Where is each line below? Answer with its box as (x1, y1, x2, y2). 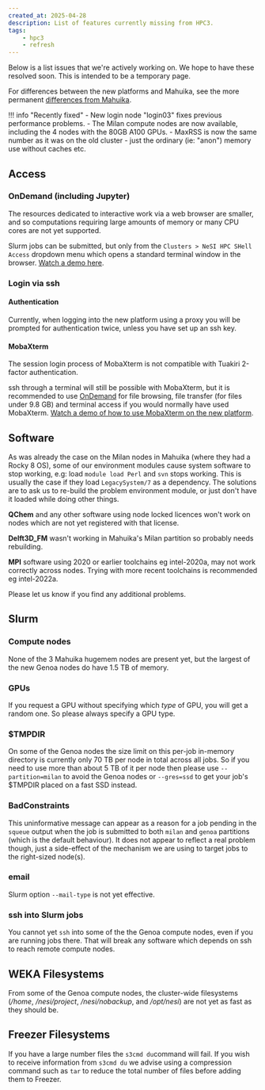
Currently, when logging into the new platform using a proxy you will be (8, 315, 241, 324)
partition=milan (8, 774, 62, 782)
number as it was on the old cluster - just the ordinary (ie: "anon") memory (8, 136, 252, 145)
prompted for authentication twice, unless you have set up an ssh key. (8, 323, 237, 333)
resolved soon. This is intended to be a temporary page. (8, 71, 191, 81)
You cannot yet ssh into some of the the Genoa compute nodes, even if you (8, 927, 253, 937)
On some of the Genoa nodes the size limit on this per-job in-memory (8, 747, 235, 756)
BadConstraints (8, 800, 70, 811)
